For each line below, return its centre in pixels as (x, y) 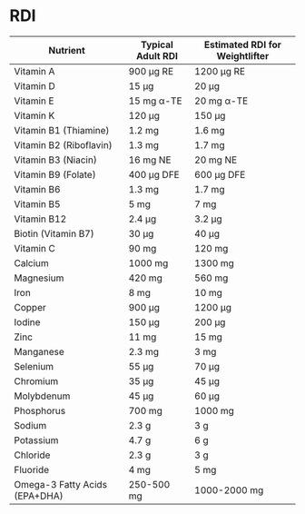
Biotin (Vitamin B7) (54, 233)
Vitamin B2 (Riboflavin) (63, 144)
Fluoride (32, 470)
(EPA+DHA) (39, 496)
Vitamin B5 (37, 203)
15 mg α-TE (156, 101)
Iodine (27, 321)
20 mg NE (216, 160)
